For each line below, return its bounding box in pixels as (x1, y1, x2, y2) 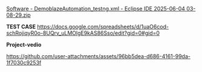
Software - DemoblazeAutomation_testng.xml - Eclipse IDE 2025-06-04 (6, 5, 186, 12)
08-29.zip (6, 11, 31, 19)
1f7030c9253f (6, 59, 42, 66)
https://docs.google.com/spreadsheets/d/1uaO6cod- (37, 23, 169, 30)
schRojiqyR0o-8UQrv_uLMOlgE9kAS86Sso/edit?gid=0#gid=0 (6, 29, 160, 37)
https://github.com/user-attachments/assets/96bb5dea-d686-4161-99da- (6, 53, 191, 59)
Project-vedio (6, 41, 42, 48)
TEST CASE (6, 23, 36, 30)
